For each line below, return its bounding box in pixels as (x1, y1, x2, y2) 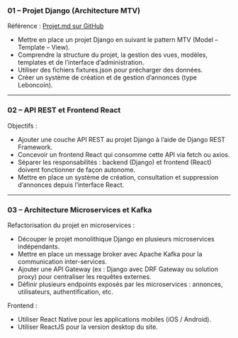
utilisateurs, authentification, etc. (17, 287, 113, 296)
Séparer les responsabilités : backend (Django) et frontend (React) (17, 158, 212, 166)
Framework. (17, 143, 53, 151)
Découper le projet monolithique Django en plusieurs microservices (17, 234, 215, 243)
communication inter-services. (17, 257, 108, 266)
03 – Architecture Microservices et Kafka (7, 205, 152, 214)
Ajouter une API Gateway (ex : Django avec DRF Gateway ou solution (17, 265, 218, 273)
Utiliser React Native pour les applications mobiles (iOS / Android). (17, 315, 212, 323)
